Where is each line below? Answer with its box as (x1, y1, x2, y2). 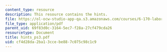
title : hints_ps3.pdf (5, 35, 50, 40)
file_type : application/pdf (5, 21, 64, 26)
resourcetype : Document (5, 30, 55, 35)
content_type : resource (5, 7, 55, 12)
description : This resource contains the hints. (5, 12, 108, 17)
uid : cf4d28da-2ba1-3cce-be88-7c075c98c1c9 (5, 40, 97, 45)
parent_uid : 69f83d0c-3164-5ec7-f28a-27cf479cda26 (5, 26, 112, 31)
